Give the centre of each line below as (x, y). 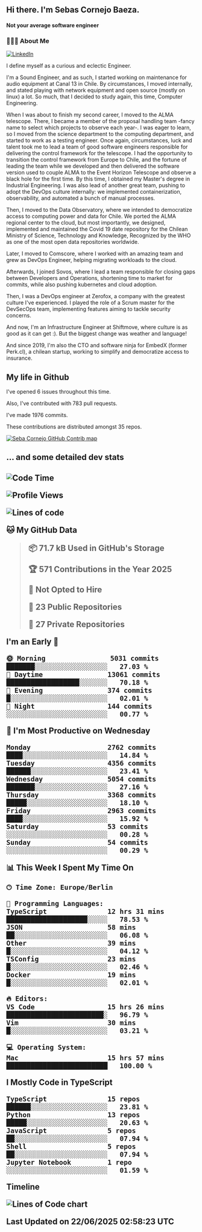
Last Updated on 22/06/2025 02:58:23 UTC (90, 1221)
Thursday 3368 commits (81, 795)
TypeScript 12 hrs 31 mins (85, 911)
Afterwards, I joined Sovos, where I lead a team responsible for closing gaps (101, 272)
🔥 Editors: (27, 998)
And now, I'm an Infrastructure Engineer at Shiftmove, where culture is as (97, 327)
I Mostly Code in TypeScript (59, 1082)
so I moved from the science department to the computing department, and (100, 134)
